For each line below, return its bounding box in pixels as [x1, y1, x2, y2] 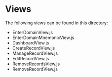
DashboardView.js [12, 39, 49, 45]
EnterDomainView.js [12, 29, 53, 35]
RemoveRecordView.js [12, 66, 58, 72]
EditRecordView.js [12, 55, 49, 61]
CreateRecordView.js [12, 45, 55, 51]
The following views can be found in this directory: [5, 20, 108, 26]
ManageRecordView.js [12, 50, 58, 56]
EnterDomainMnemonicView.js [12, 35, 75, 40]
